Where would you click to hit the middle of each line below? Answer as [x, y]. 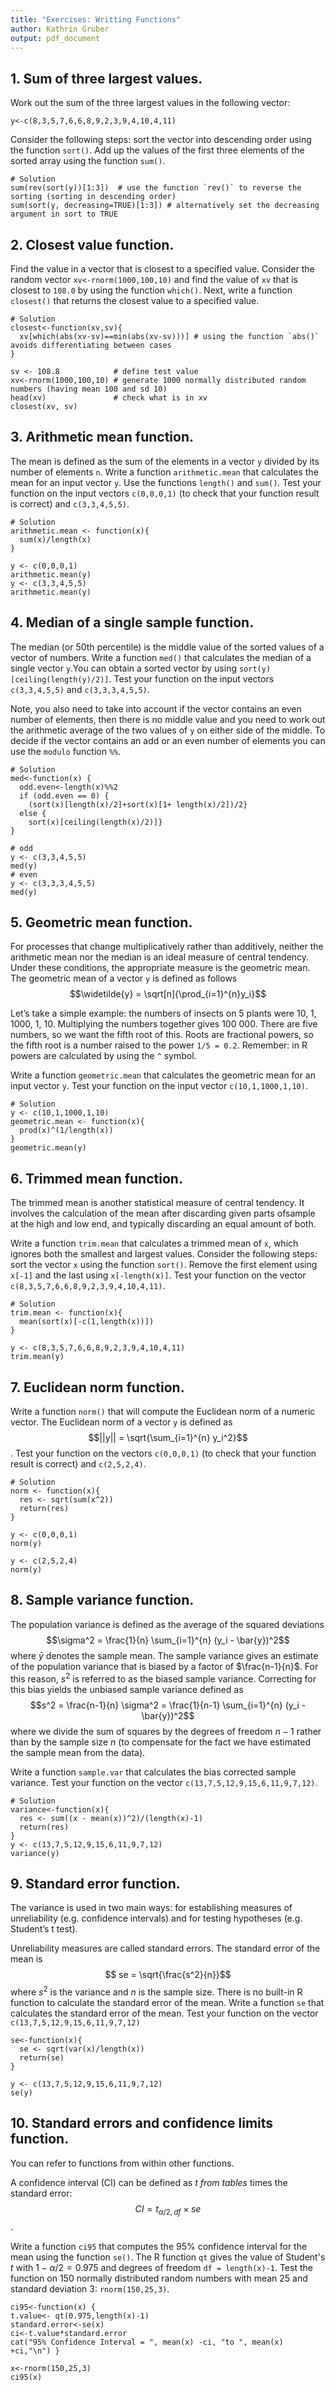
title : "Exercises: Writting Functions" [96, 19]
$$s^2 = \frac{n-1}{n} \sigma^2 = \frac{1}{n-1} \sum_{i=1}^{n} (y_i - [168, 1705]
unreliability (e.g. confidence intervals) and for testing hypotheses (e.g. [156, 1918]
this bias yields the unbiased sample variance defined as [127, 1689]
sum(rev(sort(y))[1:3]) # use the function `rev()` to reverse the [156, 188]
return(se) [42, 2058]
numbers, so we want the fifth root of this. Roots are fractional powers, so [162, 1035]
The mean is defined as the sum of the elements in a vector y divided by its [165, 461]
